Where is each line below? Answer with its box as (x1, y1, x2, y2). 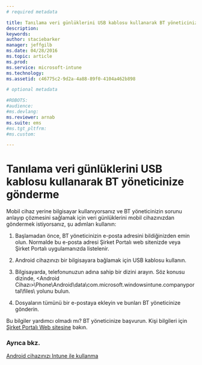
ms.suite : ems (6, 120, 42, 126)
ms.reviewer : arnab (6, 114, 55, 120)
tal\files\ (14, 287, 35, 295)
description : (6, 25, 39, 31)
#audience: (6, 103, 34, 109)
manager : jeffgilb (6, 42, 52, 48)
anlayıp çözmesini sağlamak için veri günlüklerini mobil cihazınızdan (6, 214, 174, 222)
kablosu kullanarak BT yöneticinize (6, 175, 185, 189)
